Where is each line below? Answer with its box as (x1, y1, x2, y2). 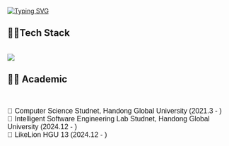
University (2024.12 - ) (7, 122, 78, 130)
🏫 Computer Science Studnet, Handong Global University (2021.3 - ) (7, 107, 223, 115)
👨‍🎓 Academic (7, 73, 68, 85)
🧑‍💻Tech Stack (7, 27, 71, 39)
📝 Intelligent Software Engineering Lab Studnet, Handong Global (7, 114, 210, 123)
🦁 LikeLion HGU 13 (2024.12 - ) (7, 130, 107, 139)
